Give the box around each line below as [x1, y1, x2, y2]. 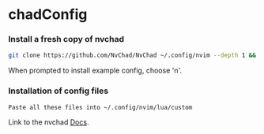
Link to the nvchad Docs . [8, 117, 89, 127]
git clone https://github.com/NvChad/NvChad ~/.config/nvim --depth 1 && [8, 51, 257, 60]
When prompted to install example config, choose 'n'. [8, 65, 183, 76]
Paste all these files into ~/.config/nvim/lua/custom [8, 103, 193, 111]
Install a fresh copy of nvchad [8, 34, 125, 45]
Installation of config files [8, 85, 109, 96]
